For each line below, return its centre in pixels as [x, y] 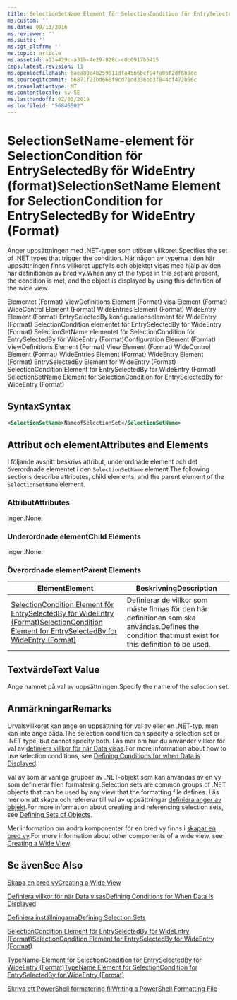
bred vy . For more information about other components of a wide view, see [115, 835]
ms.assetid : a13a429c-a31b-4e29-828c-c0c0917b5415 [83, 60]
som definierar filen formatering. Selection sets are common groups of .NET [117, 784]
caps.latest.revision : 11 [45, 66]
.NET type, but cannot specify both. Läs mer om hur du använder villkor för [116, 741]
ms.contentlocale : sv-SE [44, 93]
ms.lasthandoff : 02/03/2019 [49, 100]
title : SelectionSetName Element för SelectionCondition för [99, 14]
